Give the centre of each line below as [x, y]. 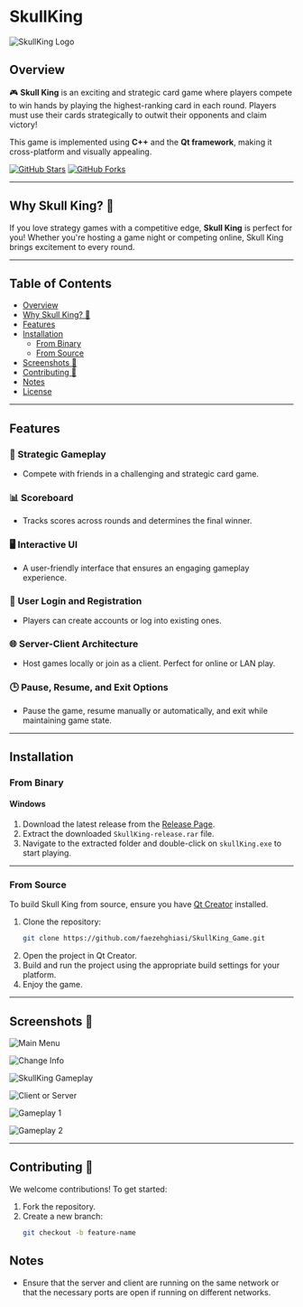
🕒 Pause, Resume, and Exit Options [89, 688]
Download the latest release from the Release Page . [119, 824]
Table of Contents [61, 283]
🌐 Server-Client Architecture [74, 644]
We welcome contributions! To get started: [88, 1189]
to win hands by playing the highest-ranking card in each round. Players [143, 105]
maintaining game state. [67, 720]
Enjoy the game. [52, 985]
